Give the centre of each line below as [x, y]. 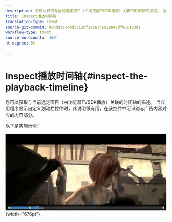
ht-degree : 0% [20, 43]
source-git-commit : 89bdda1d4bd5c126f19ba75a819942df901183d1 [73, 27]
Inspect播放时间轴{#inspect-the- [77, 76]
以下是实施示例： [23, 126]
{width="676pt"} [23, 214]
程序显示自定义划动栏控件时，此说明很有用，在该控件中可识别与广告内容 [86, 108]
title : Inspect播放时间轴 [31, 16]
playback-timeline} [47, 87]
